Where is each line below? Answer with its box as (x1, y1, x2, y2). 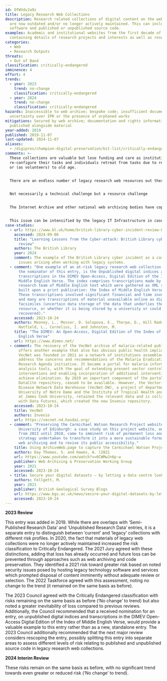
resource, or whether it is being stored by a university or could (18, 306, 162, 311)
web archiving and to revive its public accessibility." (18, 440, 139, 446)
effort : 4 (5, 72, 26, 77)
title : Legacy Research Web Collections (5, 12, 90, 17)
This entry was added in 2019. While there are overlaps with (5, 519, 128, 526)
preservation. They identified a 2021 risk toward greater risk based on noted (5, 561, 161, 568)
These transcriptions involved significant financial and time (18, 292, 153, 297)
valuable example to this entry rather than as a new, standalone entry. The (5, 624, 157, 630)
